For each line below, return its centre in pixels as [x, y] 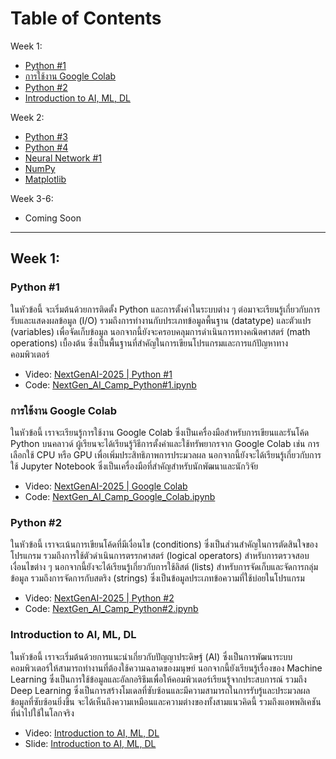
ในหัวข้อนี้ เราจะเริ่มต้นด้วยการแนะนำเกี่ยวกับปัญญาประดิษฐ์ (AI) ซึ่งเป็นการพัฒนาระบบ [151, 656]
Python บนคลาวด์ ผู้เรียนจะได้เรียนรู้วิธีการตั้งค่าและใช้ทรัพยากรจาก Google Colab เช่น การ [165, 443]
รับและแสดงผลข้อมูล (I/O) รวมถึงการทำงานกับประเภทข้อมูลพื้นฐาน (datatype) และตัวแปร [161, 320]
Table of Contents [86, 18]
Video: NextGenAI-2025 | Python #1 [98, 374]
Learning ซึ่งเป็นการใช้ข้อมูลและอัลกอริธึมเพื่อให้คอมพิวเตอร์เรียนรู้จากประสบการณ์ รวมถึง [158, 679]
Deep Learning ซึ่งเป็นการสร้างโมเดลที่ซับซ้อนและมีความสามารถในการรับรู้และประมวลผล [160, 690]
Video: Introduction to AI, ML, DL [92, 733]
